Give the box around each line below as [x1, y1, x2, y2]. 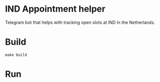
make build [5, 52, 27, 57]
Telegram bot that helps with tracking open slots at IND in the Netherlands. [5, 19, 155, 25]
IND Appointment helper [5, 3, 106, 15]
